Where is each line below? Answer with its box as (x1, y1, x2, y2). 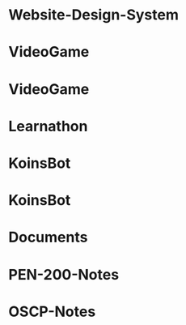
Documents (8, 229, 88, 246)
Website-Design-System (8, 6, 180, 24)
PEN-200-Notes (8, 265, 120, 284)
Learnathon (8, 117, 88, 135)
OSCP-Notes (8, 302, 96, 321)
